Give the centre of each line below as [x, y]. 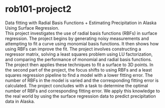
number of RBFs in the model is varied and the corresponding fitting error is [82, 80]
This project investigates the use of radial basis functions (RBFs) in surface [81, 33]
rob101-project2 [38, 9]
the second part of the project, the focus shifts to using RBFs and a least [79, 70]
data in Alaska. [20, 101]
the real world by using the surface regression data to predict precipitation [81, 96]
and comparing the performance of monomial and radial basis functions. [79, 59]
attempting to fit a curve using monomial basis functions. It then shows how [82, 43]
